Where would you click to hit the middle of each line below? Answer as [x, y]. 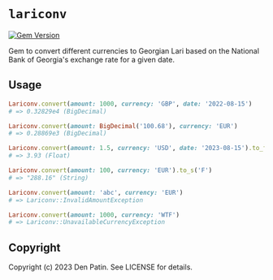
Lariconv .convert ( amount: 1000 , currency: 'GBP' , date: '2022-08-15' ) [130, 104]
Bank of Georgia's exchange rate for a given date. [91, 59]
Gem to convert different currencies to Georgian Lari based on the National [134, 50]
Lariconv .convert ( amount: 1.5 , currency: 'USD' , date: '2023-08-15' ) [129, 149]
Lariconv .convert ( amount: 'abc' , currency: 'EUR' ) [96, 192]
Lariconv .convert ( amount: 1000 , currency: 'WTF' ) [94, 215]
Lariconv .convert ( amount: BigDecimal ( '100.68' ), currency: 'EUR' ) [123, 126]
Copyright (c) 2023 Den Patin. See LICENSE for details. [101, 267]
